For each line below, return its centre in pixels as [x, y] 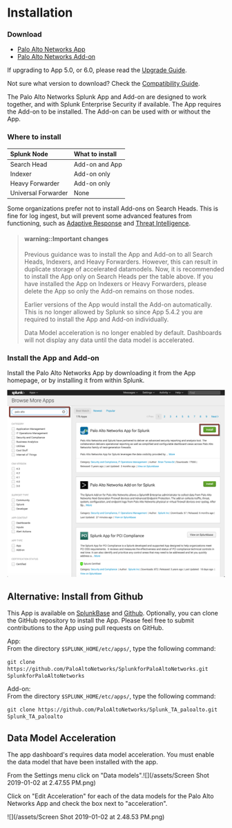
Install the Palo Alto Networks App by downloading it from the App [101, 373]
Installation [40, 13]
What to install [95, 154]
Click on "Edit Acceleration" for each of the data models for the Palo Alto [110, 796]
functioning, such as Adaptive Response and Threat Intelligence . [99, 223]
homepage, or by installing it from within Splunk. [76, 380]
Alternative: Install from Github [75, 596]
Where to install [34, 137]
